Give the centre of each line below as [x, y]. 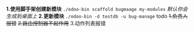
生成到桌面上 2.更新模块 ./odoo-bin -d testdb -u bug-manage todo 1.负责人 [97, 16]
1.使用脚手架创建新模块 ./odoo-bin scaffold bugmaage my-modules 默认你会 [97, 9]
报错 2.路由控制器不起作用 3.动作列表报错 [56, 23]
